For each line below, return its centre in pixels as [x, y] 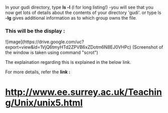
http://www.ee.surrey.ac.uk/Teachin [83, 92]
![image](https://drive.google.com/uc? [45, 42]
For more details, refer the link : [38, 72]
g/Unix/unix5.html [44, 103]
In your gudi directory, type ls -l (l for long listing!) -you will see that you [79, 7]
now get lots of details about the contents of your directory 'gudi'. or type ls [83, 13]
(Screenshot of [148, 47]
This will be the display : [35, 31]
